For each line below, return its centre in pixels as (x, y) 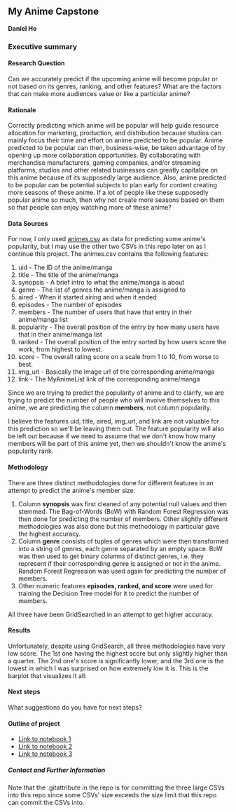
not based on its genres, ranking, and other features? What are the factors (115, 86)
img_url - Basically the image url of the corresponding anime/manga (116, 372)
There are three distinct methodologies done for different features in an (111, 482)
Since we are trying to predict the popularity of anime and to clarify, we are (116, 393)
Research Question (36, 63)
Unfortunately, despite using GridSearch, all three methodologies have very (117, 646)
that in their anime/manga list (60, 334)
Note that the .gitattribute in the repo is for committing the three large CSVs (116, 787)
